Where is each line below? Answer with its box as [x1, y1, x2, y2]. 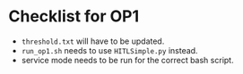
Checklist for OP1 [8, 6, 140, 27]
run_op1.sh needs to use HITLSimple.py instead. [21, 45, 198, 55]
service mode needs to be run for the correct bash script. [21, 54, 234, 65]
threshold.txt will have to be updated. [21, 36, 165, 46]
